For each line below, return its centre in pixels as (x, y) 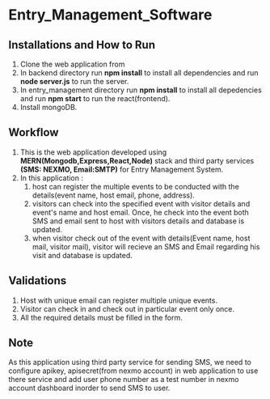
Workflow (34, 132)
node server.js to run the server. (74, 81)
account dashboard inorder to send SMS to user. (89, 388)
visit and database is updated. (82, 255)
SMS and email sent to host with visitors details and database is (138, 221)
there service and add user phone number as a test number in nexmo (124, 380)
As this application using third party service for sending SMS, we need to (130, 363)
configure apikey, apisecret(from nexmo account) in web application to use (133, 371)
